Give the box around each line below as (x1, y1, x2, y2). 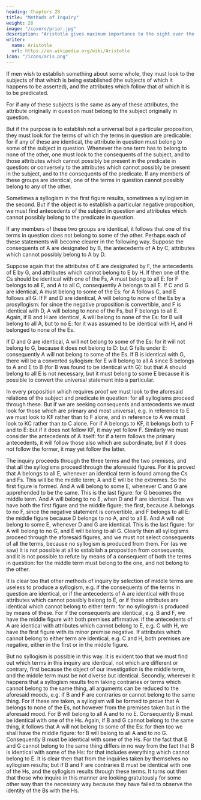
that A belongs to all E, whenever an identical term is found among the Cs (6, 469, 188, 477)
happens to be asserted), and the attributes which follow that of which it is (6, 82, 190, 90)
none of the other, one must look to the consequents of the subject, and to (6, 151, 190, 158)
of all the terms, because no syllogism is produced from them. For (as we (6, 540, 187, 547)
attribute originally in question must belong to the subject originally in (6, 107, 178, 114)
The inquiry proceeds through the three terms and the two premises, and (6, 457, 187, 464)
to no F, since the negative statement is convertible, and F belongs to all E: (6, 508, 190, 515)
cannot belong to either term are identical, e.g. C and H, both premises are (6, 635, 190, 642)
